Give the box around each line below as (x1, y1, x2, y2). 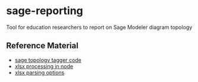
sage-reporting (6, 4, 83, 18)
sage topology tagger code (14, 56, 81, 63)
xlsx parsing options (14, 69, 65, 76)
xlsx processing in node (14, 63, 73, 70)
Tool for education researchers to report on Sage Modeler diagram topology (6, 24, 193, 31)
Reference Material (6, 41, 78, 51)
